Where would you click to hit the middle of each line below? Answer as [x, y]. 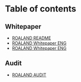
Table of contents [41, 9]
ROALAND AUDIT [29, 75]
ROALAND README [31, 38]
